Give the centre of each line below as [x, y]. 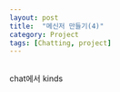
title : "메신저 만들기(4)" [57, 26]
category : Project [44, 34]
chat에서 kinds [36, 78]
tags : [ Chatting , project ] [60, 43]
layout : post [34, 18]
